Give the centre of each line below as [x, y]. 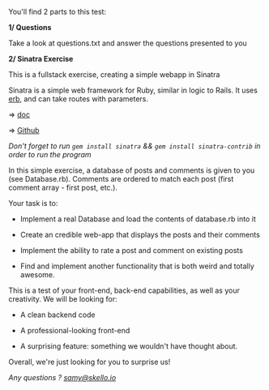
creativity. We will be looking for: [63, 299]
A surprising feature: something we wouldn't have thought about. [129, 346]
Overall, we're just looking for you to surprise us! [90, 362]
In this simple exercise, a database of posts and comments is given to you [132, 170]
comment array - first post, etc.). [63, 187]
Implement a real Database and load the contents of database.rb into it [138, 219]
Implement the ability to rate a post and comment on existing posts [131, 250]
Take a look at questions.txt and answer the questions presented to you [128, 43]
